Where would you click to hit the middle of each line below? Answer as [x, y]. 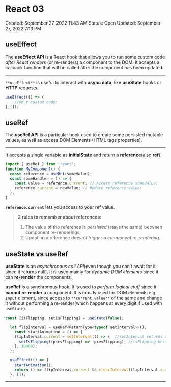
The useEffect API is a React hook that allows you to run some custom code [85, 57]
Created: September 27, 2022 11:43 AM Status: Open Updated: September [83, 23]
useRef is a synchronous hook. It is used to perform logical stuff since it [81, 287]
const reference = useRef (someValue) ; [51, 174]
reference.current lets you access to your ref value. [60, 207]
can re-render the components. [39, 277]
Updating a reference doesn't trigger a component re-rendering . [93, 238]
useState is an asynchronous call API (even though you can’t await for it [81, 266]
